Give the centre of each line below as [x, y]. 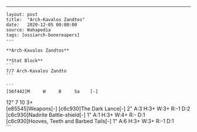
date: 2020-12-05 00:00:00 [42, 25]
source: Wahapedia [28, 30]
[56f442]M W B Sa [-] [52, 92]
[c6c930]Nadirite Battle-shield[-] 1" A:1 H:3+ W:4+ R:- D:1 [76, 115]
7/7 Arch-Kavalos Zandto [36, 71]
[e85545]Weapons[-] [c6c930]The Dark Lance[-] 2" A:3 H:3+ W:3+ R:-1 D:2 [98, 109]
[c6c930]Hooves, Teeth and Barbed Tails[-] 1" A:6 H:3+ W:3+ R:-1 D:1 [90, 121]
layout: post [22, 15]
